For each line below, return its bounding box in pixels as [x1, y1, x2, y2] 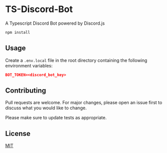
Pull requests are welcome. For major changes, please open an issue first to [5, 100, 162, 106]
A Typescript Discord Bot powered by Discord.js [5, 20, 105, 26]
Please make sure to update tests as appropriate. [5, 115, 107, 121]
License [5, 129, 31, 138]
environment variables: [5, 62, 53, 68]
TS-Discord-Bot [5, 4, 73, 15]
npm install [5, 30, 30, 35]
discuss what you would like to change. [5, 105, 87, 111]
